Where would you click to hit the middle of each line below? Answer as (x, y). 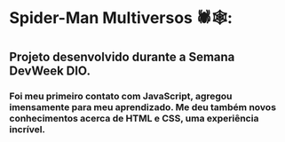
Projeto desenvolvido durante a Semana (122, 56)
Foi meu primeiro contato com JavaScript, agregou (121, 96)
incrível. (28, 129)
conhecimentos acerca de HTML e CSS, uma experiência (134, 118)
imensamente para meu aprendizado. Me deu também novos (143, 106)
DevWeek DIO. (50, 71)
